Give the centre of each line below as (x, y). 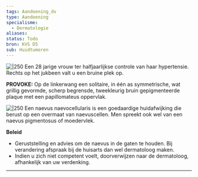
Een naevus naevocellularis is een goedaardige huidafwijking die (103, 108)
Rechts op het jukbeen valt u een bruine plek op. (65, 73)
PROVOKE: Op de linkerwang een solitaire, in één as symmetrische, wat (93, 84)
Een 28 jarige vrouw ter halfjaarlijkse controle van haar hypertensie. (107, 66)
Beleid (14, 132)
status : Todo (22, 39)
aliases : (17, 34)
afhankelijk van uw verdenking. (52, 162)
